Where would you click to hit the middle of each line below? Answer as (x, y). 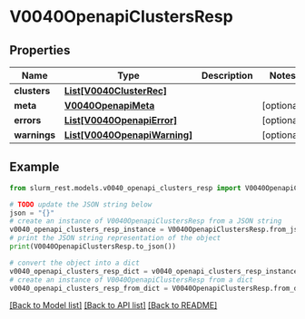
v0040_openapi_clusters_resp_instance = (87, 230)
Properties (40, 50)
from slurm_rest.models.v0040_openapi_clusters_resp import (126, 188)
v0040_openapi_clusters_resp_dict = (79, 271)
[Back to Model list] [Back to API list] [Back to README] (113, 305)
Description (227, 76)
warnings (35, 135)
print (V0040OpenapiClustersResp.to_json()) (93, 246)
